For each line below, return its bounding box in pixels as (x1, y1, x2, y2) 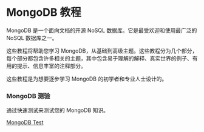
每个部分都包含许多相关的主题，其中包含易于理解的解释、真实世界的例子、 (6, 54, 192, 62)
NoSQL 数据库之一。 (6, 34, 58, 41)
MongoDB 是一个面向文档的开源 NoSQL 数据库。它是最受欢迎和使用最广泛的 (6, 27, 197, 34)
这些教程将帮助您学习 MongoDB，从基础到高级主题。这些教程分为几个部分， (6, 47, 198, 54)
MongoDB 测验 (6, 91, 50, 100)
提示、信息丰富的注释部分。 (16, 62, 86, 70)
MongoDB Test (6, 119, 44, 126)
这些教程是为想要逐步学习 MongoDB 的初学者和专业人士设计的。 (6, 75, 168, 82)
